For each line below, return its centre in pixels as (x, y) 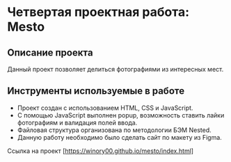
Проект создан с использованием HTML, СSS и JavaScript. (105, 108)
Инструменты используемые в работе (96, 91)
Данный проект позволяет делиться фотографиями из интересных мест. (115, 69)
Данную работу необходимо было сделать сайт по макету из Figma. (120, 137)
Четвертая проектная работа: (98, 12)
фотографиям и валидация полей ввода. (77, 122)
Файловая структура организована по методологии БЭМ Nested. (114, 130)
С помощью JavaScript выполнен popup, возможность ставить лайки (121, 115)
